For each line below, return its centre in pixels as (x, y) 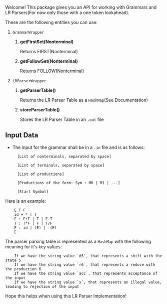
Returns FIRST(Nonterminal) (49, 51)
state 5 (13, 260)
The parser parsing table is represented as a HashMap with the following (78, 241)
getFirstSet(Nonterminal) (47, 42)
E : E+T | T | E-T (33, 219)
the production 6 (23, 269)
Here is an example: (26, 201)
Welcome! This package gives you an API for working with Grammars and (81, 7)
